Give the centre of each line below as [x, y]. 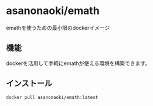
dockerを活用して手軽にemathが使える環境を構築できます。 [78, 63]
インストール [29, 83]
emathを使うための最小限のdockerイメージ [58, 28]
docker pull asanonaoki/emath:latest [52, 97]
